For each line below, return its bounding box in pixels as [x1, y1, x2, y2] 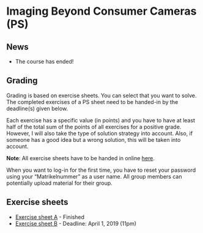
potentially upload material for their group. [6, 179, 113, 187]
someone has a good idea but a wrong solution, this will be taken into [6, 136, 181, 143]
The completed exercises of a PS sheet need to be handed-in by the [6, 98, 179, 105]
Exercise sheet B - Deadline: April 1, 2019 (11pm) [15, 220, 136, 227]
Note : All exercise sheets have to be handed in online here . [6, 154, 155, 161]
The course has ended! [15, 58, 74, 65]
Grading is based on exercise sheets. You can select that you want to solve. [6, 92, 197, 99]
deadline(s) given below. [6, 105, 68, 112]
